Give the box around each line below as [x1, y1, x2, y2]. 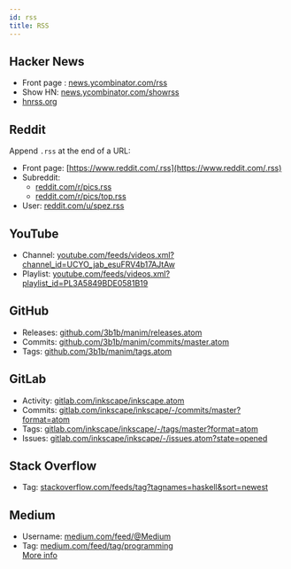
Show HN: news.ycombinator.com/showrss [21, 87, 180, 97]
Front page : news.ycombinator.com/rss [21, 77, 168, 89]
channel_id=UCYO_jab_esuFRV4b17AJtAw [21, 259, 175, 269]
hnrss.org [21, 97, 57, 107]
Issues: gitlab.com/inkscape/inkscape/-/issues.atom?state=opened [21, 433, 268, 443]
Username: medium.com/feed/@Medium [21, 531, 172, 542]
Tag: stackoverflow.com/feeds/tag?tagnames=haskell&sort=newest [21, 482, 268, 493]
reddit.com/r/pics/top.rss [34, 191, 126, 202]
